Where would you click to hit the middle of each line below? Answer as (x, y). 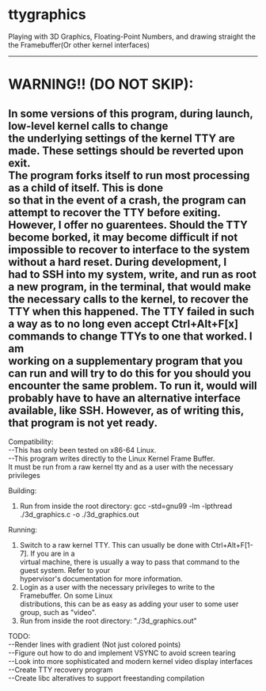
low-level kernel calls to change (88, 125)
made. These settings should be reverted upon (126, 151)
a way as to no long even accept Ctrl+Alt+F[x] (123, 323)
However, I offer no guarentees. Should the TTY (128, 224)
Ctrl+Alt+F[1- (232, 545)
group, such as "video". (58, 612)
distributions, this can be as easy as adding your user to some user (129, 604)
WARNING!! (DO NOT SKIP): (101, 84)
